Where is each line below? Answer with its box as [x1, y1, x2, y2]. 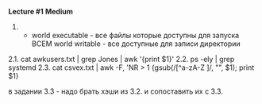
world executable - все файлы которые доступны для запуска [31, 31, 240, 40]
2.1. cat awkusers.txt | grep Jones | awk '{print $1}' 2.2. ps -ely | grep [8, 55, 235, 64]
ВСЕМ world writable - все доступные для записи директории [31, 39, 241, 48]
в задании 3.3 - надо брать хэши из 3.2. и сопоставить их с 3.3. [8, 87, 224, 96]
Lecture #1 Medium [8, 7, 73, 16]
